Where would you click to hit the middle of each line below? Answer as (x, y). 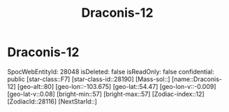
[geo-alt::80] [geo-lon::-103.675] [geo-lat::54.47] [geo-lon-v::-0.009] (117, 86)
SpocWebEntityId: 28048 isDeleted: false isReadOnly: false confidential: (111, 71)
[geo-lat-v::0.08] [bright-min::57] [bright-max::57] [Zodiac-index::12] (106, 94)
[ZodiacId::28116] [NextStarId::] (52, 101)
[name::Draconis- (197, 79)
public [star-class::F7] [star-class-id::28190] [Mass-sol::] (89, 79)
